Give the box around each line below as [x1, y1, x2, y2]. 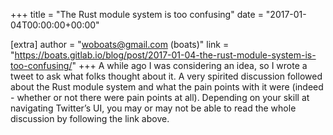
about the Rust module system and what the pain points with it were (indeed [10, 81, 324, 93]
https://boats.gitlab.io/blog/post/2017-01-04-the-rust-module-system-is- [14, 49, 317, 61]
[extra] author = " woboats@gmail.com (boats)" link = [10, 39, 230, 50]
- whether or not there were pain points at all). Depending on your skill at [10, 92, 310, 103]
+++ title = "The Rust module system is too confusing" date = [10, 9, 264, 20]
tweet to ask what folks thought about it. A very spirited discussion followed [10, 70, 323, 82]
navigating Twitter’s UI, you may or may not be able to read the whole [10, 102, 297, 114]
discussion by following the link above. [10, 113, 170, 124]
